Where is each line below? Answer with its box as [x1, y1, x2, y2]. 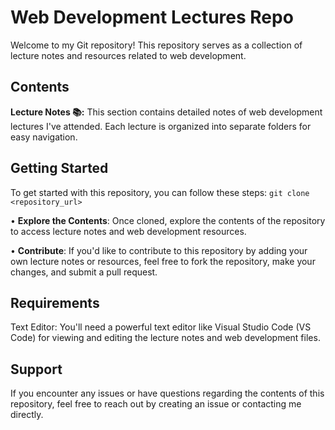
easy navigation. [10, 131, 78, 143]
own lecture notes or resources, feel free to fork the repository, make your [10, 255, 316, 267]
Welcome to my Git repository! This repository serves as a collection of [10, 39, 303, 51]
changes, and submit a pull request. [10, 266, 158, 278]
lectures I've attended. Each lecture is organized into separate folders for [10, 120, 312, 132]
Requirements [10, 294, 100, 311]
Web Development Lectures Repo [10, 6, 294, 29]
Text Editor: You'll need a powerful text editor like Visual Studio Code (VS [10, 321, 312, 333]
